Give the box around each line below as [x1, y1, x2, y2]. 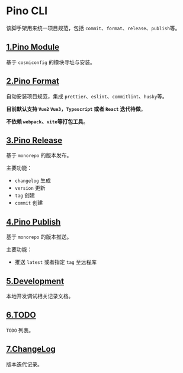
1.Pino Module [6, 42, 60, 52]
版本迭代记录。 [6, 361, 43, 368]
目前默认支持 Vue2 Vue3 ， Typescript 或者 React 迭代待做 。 [6, 105, 146, 112]
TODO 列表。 [6, 326, 34, 333]
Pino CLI [6, 4, 48, 18]
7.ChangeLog [6, 344, 56, 354]
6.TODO [6, 310, 37, 320]
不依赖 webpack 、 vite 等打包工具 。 [6, 117, 89, 125]
